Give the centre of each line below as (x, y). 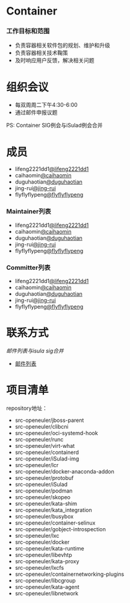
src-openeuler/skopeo (43, 497)
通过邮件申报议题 (36, 112)
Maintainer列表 (29, 211)
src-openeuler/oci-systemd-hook (56, 433)
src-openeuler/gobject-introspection (60, 529)
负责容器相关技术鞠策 (41, 53)
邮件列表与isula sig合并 (35, 351)
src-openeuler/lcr (37, 465)
